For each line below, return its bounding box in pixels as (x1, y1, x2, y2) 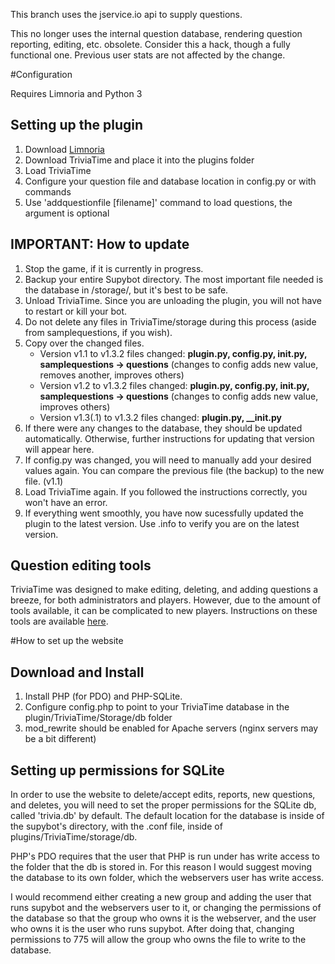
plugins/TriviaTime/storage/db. (10, 831, 138, 843)
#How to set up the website (10, 635, 124, 647)
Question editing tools (10, 557, 152, 574)
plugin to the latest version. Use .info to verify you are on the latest (24, 517, 300, 529)
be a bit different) (24, 733, 97, 745)
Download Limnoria (24, 143, 105, 155)
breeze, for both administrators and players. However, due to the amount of (10, 594, 322, 606)
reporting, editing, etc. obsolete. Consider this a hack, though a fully (10, 39, 291, 50)
